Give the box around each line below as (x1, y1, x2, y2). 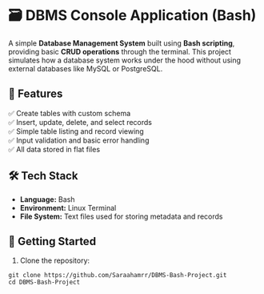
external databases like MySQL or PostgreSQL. (8, 63, 163, 73)
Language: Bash (19, 194, 75, 204)
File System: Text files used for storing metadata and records (19, 211, 223, 221)
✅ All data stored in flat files (8, 144, 101, 154)
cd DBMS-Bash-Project (8, 278, 81, 287)
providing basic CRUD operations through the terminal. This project (8, 46, 232, 56)
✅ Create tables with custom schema (8, 108, 131, 118)
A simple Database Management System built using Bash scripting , (8, 38, 235, 48)
